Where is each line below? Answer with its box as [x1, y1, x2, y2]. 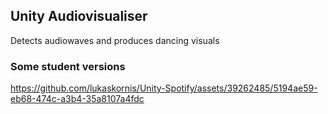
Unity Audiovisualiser [10, 8, 148, 25]
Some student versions [10, 59, 126, 73]
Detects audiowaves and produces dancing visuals [10, 34, 220, 46]
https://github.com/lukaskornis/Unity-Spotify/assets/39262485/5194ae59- [10, 82, 318, 94]
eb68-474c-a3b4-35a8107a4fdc [10, 93, 145, 105]
